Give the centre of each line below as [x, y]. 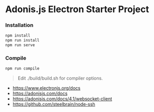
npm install [18, 36]
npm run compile [22, 69]
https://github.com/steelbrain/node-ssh [54, 104]
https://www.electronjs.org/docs [46, 88]
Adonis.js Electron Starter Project [77, 9]
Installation [20, 25]
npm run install [22, 41]
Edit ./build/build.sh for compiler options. [60, 78]
